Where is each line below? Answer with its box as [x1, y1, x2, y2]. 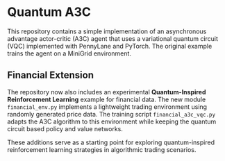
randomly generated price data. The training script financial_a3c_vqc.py [7, 110, 216, 118]
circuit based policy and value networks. [7, 124, 124, 133]
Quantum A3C [7, 4, 92, 20]
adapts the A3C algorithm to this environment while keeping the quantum [7, 117, 217, 126]
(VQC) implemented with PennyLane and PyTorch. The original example [7, 42, 212, 50]
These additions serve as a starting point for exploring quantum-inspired [7, 138, 215, 146]
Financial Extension [7, 69, 94, 81]
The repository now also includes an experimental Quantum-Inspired [7, 87, 206, 96]
